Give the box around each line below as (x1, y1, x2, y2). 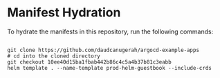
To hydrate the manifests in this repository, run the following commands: (7, 27, 214, 36)
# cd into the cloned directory (7, 53, 100, 60)
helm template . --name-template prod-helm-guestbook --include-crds (7, 64, 212, 71)
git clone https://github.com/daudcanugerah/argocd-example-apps (7, 47, 199, 53)
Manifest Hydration (7, 5, 121, 21)
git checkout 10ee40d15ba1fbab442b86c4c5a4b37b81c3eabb (7, 58, 172, 66)
